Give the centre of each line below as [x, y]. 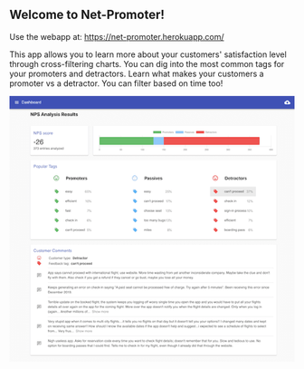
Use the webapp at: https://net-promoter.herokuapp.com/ [117, 36]
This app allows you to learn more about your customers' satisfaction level [148, 54]
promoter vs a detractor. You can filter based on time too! [116, 83]
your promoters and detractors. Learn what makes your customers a [137, 73]
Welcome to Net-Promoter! [87, 15]
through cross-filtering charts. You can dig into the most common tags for [147, 63]
